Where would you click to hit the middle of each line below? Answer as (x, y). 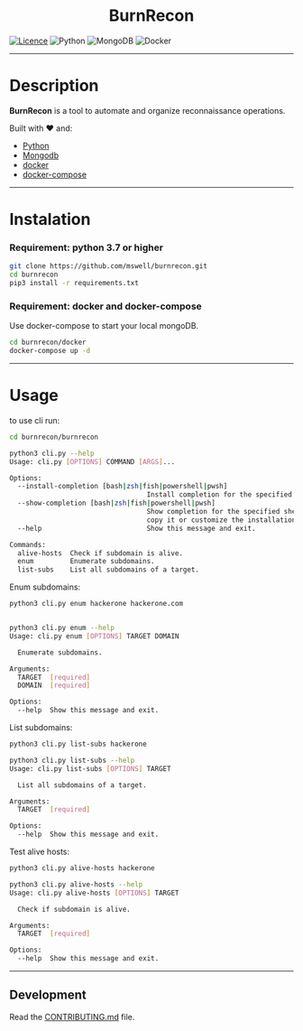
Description (54, 86)
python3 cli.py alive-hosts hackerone (82, 868)
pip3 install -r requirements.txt (74, 283)
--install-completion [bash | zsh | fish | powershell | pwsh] (123, 487)
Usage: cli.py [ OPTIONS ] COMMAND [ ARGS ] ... (92, 461)
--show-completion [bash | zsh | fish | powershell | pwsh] (117, 503)
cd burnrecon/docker (48, 343)
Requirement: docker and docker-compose (106, 306)
